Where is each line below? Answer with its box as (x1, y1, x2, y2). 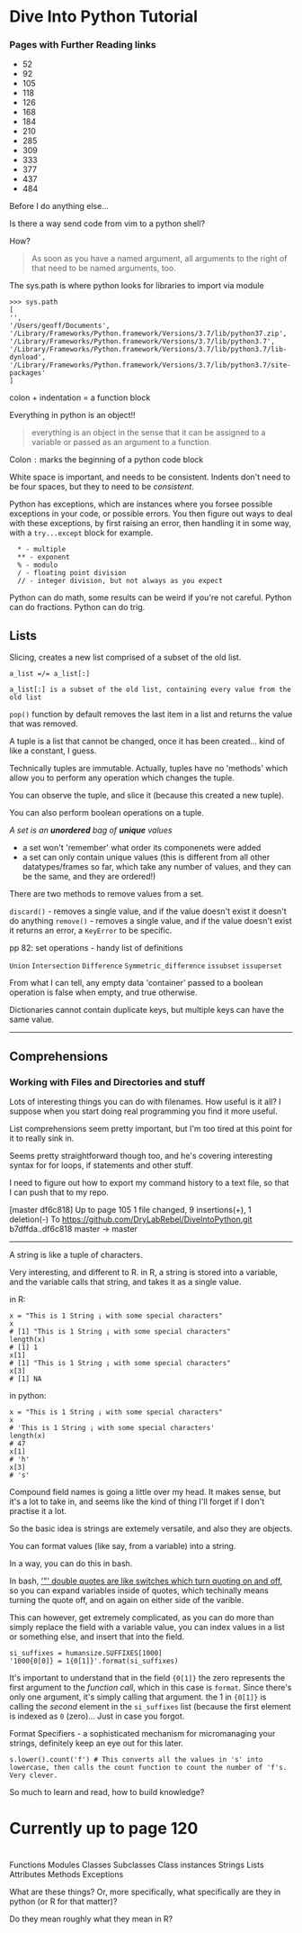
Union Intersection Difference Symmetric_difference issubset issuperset (9, 962, 283, 971)
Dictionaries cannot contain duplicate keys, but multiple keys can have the (9, 1005, 285, 1016)
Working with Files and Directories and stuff (9, 1075, 206, 1088)
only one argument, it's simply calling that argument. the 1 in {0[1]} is (9, 1691, 267, 1702)
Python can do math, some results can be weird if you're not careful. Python (9, 592, 292, 603)
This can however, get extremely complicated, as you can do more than (9, 1611, 274, 1623)
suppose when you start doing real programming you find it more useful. (9, 1106, 279, 1117)
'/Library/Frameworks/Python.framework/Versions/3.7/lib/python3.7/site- (9, 360, 292, 370)
